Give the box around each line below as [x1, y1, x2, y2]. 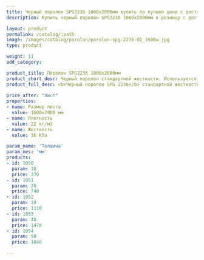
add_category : [6, 59, 42, 65]
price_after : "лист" [6, 92, 59, 99]
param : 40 [12, 216, 36, 222]
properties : [6, 98, 36, 104]
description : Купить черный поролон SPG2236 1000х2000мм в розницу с [6, 15, 186, 21]
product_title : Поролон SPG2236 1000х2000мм [6, 70, 121, 76]
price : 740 [12, 188, 39, 194]
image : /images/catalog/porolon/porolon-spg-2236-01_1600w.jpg [6, 37, 170, 43]
